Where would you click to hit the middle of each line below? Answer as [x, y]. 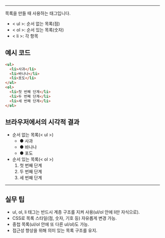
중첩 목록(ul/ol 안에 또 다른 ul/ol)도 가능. [51, 224]
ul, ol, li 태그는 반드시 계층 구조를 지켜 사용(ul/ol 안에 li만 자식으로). [76, 212]
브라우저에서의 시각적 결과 [42, 122]
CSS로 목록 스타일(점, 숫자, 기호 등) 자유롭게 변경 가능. [64, 218]
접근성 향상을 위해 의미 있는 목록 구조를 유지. [55, 231]
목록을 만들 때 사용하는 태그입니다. [38, 13]
